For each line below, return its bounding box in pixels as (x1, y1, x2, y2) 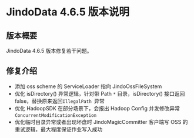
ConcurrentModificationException (14, 112, 97, 118)
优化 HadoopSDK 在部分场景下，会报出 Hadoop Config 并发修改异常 (14, 105, 180, 112)
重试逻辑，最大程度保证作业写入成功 (14, 126, 103, 133)
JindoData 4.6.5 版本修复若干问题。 (6, 48, 92, 54)
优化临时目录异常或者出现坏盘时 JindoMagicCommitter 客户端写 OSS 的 (14, 118, 188, 125)
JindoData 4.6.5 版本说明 (6, 5, 130, 19)
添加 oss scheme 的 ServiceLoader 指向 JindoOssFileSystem (14, 83, 162, 90)
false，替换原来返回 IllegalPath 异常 (14, 97, 105, 105)
